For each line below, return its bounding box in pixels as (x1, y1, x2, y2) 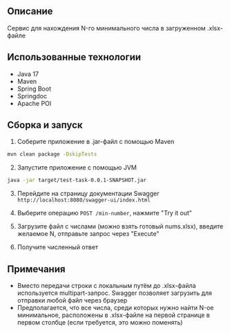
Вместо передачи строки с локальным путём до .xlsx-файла (17, 282, 196, 289)
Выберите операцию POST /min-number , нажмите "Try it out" (17, 209, 192, 217)
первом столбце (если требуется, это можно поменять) (17, 318, 183, 326)
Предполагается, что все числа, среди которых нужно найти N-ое (17, 304, 214, 312)
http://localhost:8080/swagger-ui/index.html (17, 197, 151, 204)
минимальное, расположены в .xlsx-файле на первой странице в (17, 311, 211, 319)
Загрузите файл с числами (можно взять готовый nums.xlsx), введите (17, 222, 224, 231)
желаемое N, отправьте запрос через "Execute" (17, 230, 160, 238)
